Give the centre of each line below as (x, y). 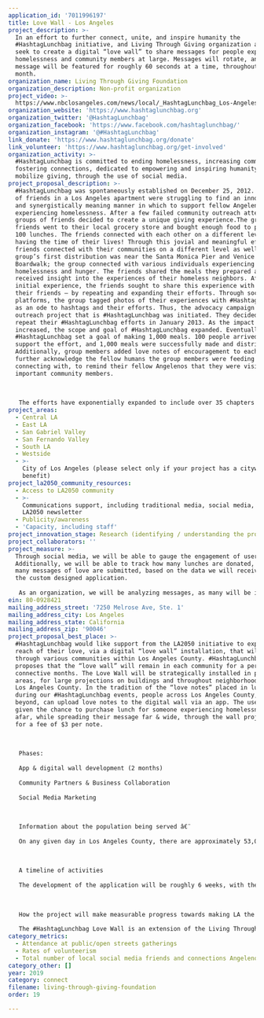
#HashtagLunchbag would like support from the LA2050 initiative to (130, 644)
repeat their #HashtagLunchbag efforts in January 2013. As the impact (135, 322)
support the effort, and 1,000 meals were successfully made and (125, 344)
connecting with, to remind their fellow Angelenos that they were (128, 366)
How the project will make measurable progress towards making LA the (137, 914)
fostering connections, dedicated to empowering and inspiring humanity (137, 169)
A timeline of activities (61, 871)
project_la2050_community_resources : (70, 483)
